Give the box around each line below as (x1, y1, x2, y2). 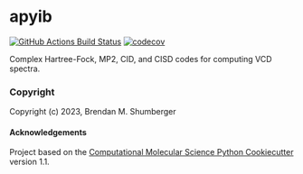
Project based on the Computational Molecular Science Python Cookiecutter (9, 147, 294, 158)
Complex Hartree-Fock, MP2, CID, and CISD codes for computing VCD (9, 53, 272, 64)
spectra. (9, 63, 41, 74)
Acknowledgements (9, 126, 88, 137)
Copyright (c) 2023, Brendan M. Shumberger (9, 106, 176, 117)
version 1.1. (9, 156, 50, 168)
